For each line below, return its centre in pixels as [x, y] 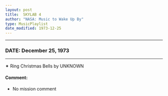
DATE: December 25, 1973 [37, 50]
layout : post [19, 10]
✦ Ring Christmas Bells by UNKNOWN [44, 66]
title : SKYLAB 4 [23, 14]
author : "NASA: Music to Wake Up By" [44, 19]
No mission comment [34, 88]
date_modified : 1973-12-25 [33, 28]
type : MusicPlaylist [27, 24]
